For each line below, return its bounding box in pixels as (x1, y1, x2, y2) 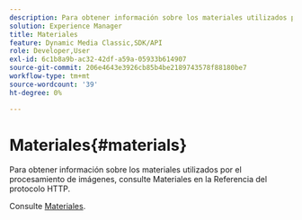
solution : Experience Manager (9, 22, 123, 31)
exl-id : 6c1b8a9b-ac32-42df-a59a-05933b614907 (9, 55, 187, 64)
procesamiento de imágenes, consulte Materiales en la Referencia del (9, 174, 268, 185)
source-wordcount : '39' (9, 80, 99, 89)
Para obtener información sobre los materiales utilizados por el (9, 164, 243, 175)
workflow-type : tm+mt (9, 72, 91, 81)
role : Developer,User (9, 47, 91, 56)
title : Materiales (9, 30, 78, 39)
